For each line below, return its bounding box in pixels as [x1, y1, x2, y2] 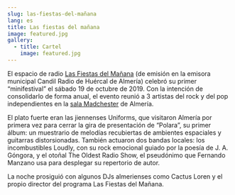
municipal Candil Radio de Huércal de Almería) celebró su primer [7, 77, 197, 85]
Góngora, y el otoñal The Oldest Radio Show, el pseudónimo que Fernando [7, 150, 226, 160]
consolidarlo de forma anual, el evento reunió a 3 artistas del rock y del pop [7, 91, 229, 100]
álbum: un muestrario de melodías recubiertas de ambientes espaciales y [7, 128, 222, 137]
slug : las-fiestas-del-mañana [7, 10, 97, 18]
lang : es [7, 17, 33, 24]
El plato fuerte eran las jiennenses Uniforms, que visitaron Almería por [7, 113, 212, 121]
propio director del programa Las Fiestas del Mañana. [7, 179, 165, 188]
